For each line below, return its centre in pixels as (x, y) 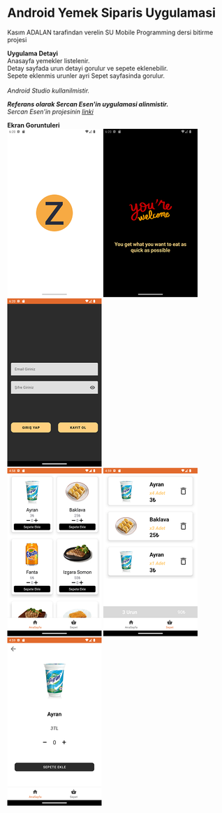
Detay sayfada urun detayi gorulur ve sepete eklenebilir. (88, 68)
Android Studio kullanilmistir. (48, 90)
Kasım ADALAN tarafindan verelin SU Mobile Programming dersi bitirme (110, 32)
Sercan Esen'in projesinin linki (51, 111)
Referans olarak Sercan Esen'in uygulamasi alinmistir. (88, 104)
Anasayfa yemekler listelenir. (49, 60)
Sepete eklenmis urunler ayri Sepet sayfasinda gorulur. (86, 76)
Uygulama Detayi (32, 53)
